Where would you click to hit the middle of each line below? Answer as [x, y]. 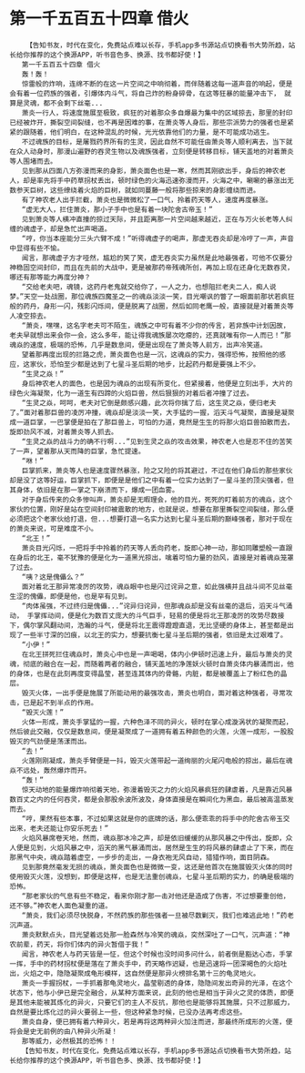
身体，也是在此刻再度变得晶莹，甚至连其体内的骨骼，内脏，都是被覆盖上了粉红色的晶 [152, 673]
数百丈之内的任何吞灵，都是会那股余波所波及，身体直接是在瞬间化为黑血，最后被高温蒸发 [152, 799]
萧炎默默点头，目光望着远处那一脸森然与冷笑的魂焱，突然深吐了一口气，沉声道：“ [152, 935]
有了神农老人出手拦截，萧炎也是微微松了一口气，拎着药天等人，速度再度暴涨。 [147, 200]
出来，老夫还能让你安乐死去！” [59, 828]
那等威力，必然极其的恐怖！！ [69, 1041]
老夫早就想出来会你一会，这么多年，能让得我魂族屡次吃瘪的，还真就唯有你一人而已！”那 [150, 335]
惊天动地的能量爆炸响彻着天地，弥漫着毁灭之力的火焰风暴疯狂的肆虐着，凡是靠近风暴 [157, 790]
